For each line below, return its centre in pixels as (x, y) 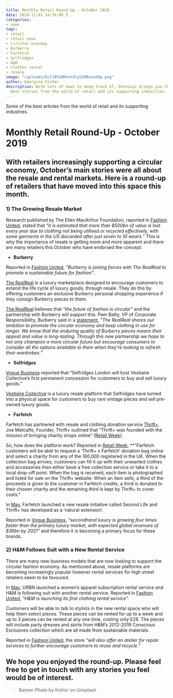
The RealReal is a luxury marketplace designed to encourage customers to (85, 283)
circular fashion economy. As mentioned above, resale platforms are (78, 566)
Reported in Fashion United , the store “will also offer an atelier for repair (82, 640)
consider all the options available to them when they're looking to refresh (83, 347)
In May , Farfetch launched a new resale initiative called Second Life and (82, 505)
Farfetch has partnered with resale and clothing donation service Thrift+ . (83, 424)
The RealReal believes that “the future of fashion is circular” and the (78, 309)
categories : (18, 20)
